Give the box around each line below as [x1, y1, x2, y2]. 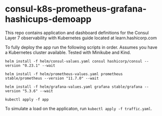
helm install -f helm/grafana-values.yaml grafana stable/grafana [5, 84, 143, 89]
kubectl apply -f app [5, 97, 49, 102]
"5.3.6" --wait [22, 88, 54, 93]
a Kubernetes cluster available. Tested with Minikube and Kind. [5, 50, 131, 55]
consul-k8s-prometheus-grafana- [5, 3, 147, 15]
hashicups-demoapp [5, 14, 91, 25]
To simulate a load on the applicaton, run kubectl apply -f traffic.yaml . [5, 105, 152, 111]
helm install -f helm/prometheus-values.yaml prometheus [5, 71, 123, 76]
